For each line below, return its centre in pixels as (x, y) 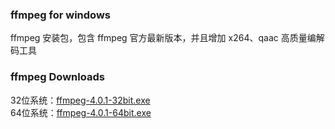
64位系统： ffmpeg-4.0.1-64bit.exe (81, 112)
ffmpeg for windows (60, 15)
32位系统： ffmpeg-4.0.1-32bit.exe (80, 100)
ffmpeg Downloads (57, 77)
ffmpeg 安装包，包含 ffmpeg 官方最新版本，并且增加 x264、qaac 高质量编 (163, 38)
